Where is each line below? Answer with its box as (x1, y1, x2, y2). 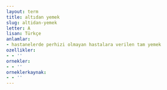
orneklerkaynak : (6, 69, 47, 75)
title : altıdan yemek (6, 14, 60, 20)
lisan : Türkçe (6, 31, 42, 37)
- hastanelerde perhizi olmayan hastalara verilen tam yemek (6, 42, 162, 48)
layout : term (6, 8, 39, 15)
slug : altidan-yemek (6, 20, 58, 25)
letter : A (6, 25, 31, 31)
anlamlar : (6, 36, 31, 42)
